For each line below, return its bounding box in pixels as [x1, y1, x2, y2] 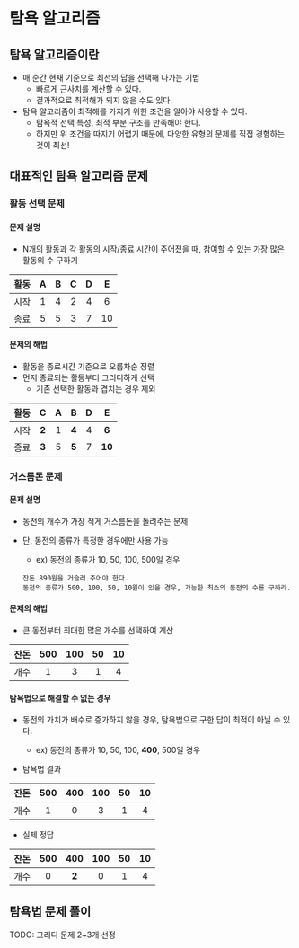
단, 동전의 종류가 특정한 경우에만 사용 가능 [22, 535, 169, 545]
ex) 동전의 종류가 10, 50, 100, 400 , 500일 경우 [35, 745, 201, 756]
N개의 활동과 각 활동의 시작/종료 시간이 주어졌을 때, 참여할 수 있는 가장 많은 [22, 244, 285, 254]
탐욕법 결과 [22, 764, 62, 775]
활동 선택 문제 [9, 198, 66, 210]
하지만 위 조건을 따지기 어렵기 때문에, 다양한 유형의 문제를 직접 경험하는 [35, 128, 286, 139]
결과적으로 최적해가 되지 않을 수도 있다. [35, 95, 173, 105]
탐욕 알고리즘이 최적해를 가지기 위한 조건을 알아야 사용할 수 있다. [22, 106, 248, 117]
